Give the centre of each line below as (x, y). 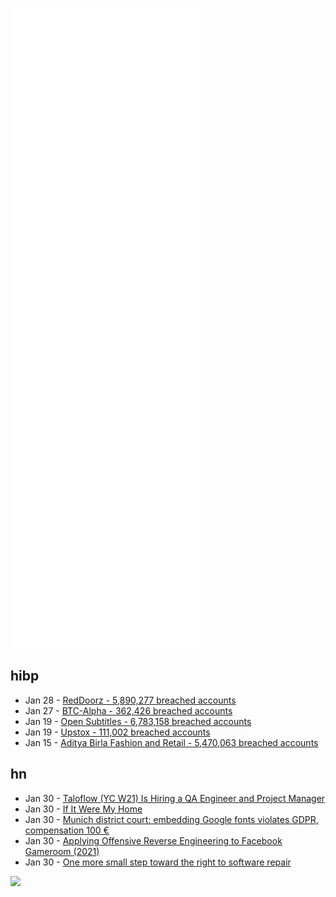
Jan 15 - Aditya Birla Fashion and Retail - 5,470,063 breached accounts (171, 742)
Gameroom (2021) (62, 851)
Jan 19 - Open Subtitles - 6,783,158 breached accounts (138, 721)
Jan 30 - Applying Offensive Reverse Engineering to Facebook (153, 840)
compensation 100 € (67, 830)
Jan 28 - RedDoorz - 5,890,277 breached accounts (130, 700)
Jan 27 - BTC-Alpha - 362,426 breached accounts (128, 710)
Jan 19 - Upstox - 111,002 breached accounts (117, 732)
